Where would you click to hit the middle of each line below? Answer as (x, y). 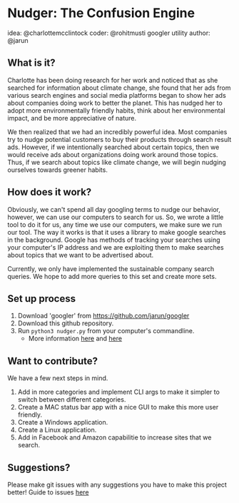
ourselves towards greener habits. (58, 170)
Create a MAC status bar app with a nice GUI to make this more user (118, 407)
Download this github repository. (66, 323)
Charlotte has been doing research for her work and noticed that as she (113, 80)
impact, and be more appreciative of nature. (72, 118)
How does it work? (50, 192)
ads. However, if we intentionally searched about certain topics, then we (113, 147)
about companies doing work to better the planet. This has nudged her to (115, 103)
